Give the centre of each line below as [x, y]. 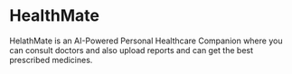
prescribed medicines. [51, 60]
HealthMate [54, 16]
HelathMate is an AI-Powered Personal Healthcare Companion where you [146, 41]
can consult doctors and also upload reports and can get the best [132, 50]
